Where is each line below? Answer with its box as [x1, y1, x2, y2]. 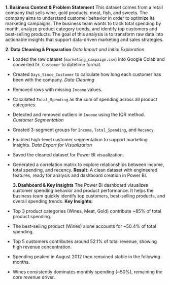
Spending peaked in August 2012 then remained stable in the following [12, 254, 161, 260]
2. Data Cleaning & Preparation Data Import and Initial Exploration [5, 47, 145, 52]
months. [12, 259, 30, 265]
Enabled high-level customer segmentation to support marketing [12, 137, 148, 142]
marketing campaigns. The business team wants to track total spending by [5, 20, 161, 26]
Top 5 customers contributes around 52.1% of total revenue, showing [12, 238, 157, 245]
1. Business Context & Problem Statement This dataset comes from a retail [5, 5, 163, 10]
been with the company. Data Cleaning [12, 77, 95, 83]
